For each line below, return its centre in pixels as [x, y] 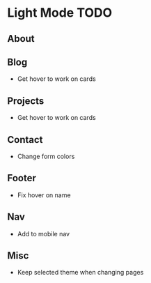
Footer [22, 178]
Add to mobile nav [43, 234]
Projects [26, 101]
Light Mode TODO [60, 13]
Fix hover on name [44, 195]
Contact [25, 140]
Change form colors [46, 156]
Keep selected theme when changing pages [80, 273]
